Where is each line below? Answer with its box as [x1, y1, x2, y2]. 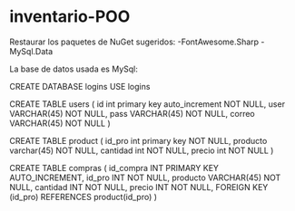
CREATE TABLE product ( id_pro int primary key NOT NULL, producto [9, 135, 268, 146]
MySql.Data [9, 45, 54, 56]
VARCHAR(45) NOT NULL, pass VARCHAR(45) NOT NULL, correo [9, 108, 256, 119]
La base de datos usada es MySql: [9, 63, 138, 74]
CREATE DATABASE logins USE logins [9, 81, 151, 91]
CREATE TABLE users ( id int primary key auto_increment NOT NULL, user [9, 98, 286, 110]
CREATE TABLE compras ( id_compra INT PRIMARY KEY [9, 162, 220, 173]
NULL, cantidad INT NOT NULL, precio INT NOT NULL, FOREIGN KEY [9, 181, 269, 192]
